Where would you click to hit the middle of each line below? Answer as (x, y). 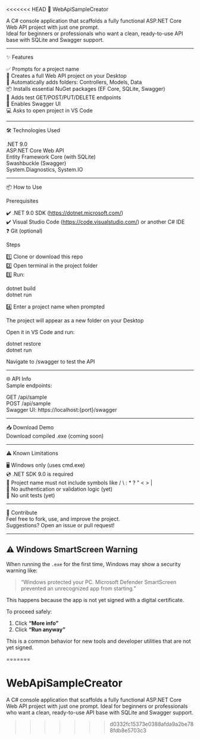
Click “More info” (37, 623)
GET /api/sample (27, 397)
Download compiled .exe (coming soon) (55, 436)
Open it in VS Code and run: (40, 332)
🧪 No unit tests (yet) (31, 495)
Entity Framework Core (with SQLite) (51, 157)
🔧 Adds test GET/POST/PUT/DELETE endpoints (64, 97)
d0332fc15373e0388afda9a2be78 (152, 724)
